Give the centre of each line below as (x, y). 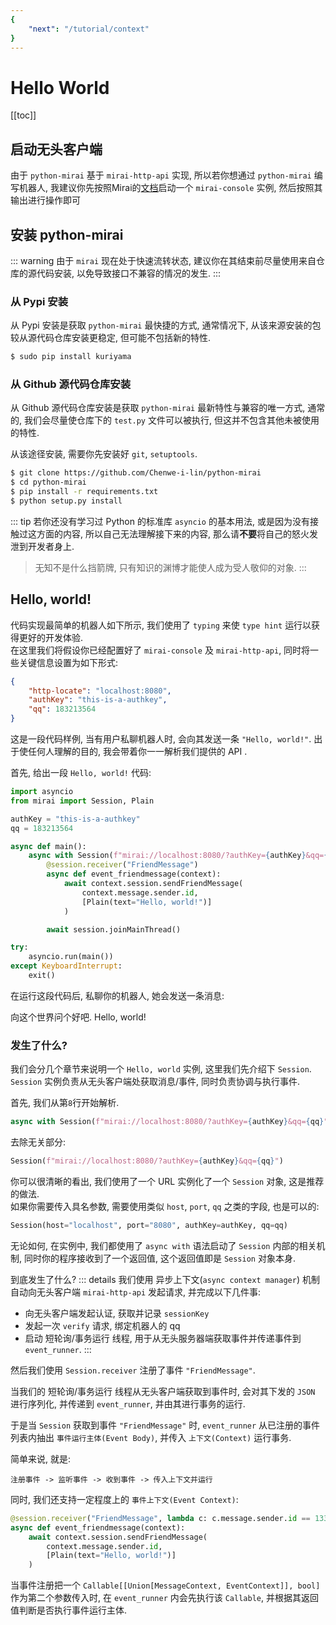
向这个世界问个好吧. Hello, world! (78, 1017)
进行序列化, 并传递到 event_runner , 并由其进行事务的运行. (128, 1403)
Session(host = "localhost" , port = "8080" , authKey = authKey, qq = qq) (149, 1226)
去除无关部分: (38, 1142)
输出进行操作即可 (45, 200)
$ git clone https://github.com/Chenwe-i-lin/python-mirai (136, 473)
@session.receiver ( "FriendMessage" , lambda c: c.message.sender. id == (160, 1518)
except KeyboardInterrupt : (66, 966)
